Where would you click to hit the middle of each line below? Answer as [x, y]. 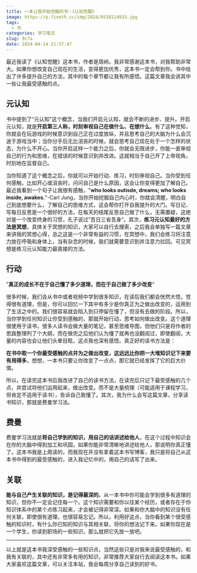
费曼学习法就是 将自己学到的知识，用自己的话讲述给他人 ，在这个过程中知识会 [98, 438]
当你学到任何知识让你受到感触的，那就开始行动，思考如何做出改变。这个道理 [98, 318]
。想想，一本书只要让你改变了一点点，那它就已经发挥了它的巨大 [103, 360]
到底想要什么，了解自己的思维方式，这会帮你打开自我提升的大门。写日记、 [101, 204]
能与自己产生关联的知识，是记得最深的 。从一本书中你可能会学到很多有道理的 [98, 495]
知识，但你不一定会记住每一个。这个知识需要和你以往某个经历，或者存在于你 [98, 502]
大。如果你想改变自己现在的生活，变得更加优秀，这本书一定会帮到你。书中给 [98, 69]
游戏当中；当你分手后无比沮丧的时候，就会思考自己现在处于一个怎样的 [101, 141]
